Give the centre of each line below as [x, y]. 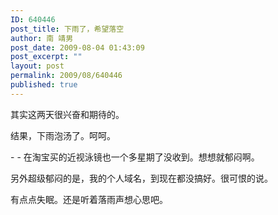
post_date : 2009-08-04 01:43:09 [77, 47]
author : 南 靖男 [42, 38]
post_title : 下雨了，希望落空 [67, 29]
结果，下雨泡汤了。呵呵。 [63, 135]
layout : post [37, 66]
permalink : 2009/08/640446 [66, 76]
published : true [44, 85]
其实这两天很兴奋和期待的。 [67, 114]
